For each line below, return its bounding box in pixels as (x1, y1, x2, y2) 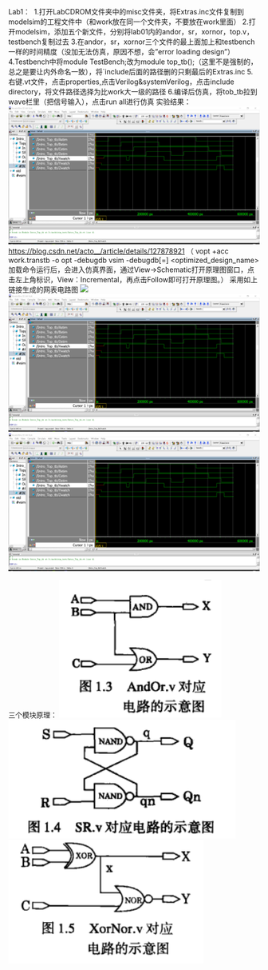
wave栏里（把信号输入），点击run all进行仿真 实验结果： (8, 97, 191, 106)
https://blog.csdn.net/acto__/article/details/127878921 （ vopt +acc (8, 246, 229, 256)
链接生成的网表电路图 (8, 285, 78, 294)
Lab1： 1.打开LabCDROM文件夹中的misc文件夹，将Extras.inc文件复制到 (8, 7, 245, 16)
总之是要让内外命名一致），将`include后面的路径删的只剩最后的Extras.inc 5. (8, 67, 254, 76)
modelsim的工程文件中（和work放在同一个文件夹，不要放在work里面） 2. (8, 17, 249, 26)
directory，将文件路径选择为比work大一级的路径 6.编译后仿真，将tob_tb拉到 (8, 87, 258, 96)
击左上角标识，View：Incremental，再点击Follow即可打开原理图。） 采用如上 (8, 274, 258, 284)
